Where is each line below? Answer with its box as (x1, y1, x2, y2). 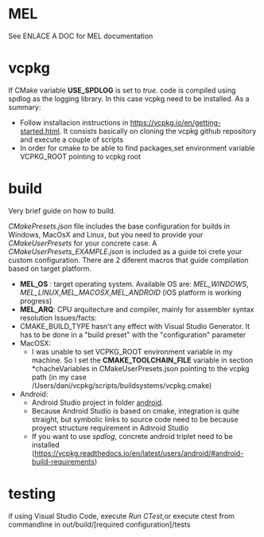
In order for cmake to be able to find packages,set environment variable (19, 143, 255, 152)
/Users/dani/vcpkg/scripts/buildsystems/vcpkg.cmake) (31, 380, 212, 390)
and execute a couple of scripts (19, 135, 124, 144)
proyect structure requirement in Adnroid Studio (31, 423, 189, 433)
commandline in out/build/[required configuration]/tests (8, 519, 191, 529)
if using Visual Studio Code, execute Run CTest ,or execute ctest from (8, 511, 235, 520)
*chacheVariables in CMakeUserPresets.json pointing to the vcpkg (31, 363, 250, 373)
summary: (8, 102, 41, 112)
